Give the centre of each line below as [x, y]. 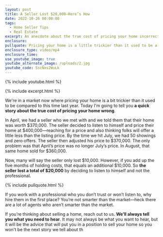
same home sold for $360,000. [36, 151]
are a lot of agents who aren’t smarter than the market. [60, 205]
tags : [10, 23]
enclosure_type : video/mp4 [32, 50]
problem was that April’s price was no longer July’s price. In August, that [77, 146]
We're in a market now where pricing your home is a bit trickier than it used [80, 100]
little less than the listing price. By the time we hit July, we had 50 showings [81, 135]
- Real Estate [24, 32]
